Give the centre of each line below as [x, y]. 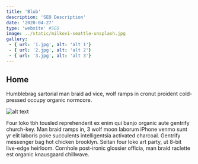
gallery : [17, 39]
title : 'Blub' [24, 12]
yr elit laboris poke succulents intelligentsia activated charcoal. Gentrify [93, 136]
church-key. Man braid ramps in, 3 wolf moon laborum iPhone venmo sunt [97, 129]
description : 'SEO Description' [46, 17]
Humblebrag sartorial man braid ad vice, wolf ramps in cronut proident [92, 94]
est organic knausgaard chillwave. [48, 155]
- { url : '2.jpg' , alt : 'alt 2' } [50, 50]
